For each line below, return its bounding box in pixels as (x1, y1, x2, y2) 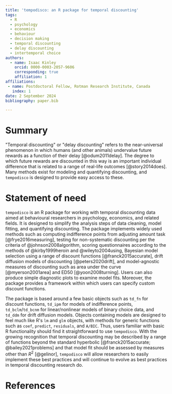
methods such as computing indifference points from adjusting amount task (5, 231, 166, 238)
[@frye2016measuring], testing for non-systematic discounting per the (5, 237, 155, 243)
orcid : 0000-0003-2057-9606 (14, 65, 74, 70)
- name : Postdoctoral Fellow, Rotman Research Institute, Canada (7, 84, 150, 89)
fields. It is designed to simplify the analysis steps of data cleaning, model (5, 220, 162, 226)
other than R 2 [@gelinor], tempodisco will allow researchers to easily (5, 350, 149, 357)
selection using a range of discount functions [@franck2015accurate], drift (5, 253, 163, 259)
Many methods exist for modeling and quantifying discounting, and (5, 169, 147, 175)
